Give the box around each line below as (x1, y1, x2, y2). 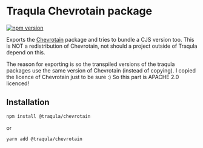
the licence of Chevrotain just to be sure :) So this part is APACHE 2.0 (6, 73, 179, 80)
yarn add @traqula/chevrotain (6, 136, 83, 142)
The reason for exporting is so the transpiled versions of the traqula (6, 60, 175, 68)
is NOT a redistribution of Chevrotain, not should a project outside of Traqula (6, 42, 198, 50)
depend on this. (6, 48, 45, 56)
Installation (6, 97, 50, 108)
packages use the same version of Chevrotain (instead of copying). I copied (6, 66, 196, 74)
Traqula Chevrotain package (6, 4, 153, 18)
